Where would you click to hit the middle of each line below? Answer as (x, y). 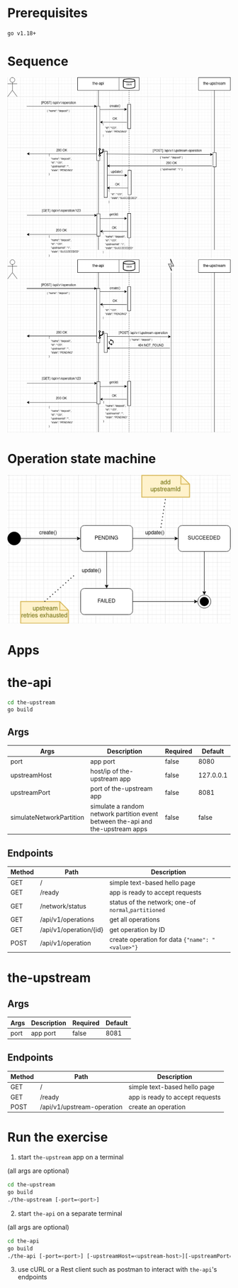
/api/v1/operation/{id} (72, 929)
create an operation (157, 1107)
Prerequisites (48, 13)
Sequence (38, 61)
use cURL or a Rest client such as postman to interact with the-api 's (117, 1270)
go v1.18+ (22, 33)
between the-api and (121, 821)
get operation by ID (137, 929)
